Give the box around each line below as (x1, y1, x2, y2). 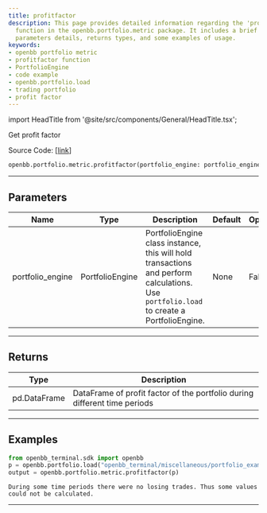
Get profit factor (8, 130, 61, 140)
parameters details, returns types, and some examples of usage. (15, 33, 237, 42)
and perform (145, 267, 192, 278)
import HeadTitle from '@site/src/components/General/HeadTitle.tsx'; (8, 115, 238, 124)
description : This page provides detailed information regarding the (8, 19, 244, 27)
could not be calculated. (8, 490, 94, 498)
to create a (145, 305, 186, 316)
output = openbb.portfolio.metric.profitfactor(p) (8, 468, 180, 477)
